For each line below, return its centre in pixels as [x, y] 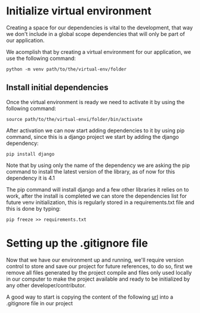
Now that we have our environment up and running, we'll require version [95, 260]
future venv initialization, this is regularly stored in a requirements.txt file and [100, 202]
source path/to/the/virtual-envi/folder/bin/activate [75, 119]
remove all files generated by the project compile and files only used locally [99, 272]
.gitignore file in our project [40, 303]
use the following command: [41, 58]
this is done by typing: [33, 208]
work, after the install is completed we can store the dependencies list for [96, 196]
